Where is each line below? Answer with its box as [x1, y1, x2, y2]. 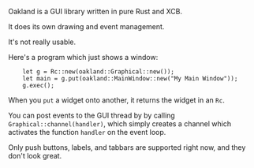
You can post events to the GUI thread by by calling [8, 110, 175, 120]
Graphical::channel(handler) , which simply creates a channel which [8, 119, 231, 129]
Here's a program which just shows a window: [8, 53, 159, 62]
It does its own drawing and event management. [8, 22, 165, 31]
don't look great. [8, 151, 62, 160]
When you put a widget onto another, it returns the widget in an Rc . [8, 95, 225, 105]
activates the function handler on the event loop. [8, 128, 166, 136]
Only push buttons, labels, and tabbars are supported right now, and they [8, 143, 246, 152]
